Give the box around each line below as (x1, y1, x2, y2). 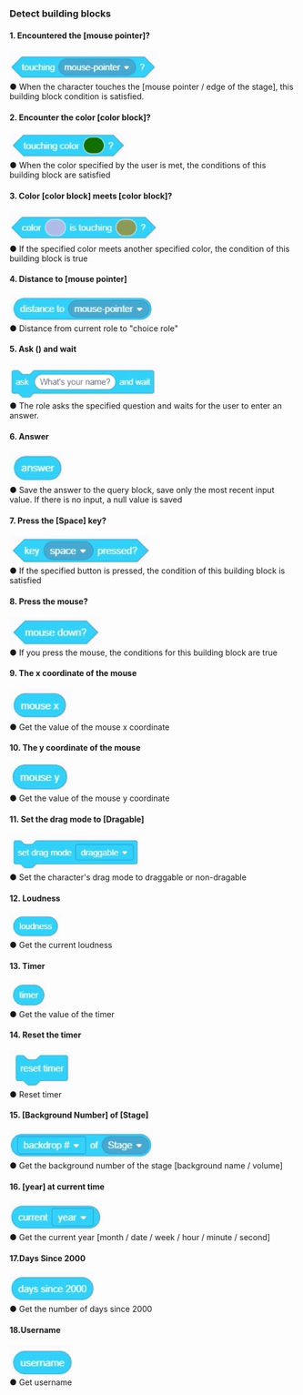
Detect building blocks (9, 7, 112, 20)
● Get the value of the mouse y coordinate (9, 793, 170, 804)
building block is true (9, 253, 88, 264)
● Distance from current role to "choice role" (9, 322, 179, 334)
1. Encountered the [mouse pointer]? (9, 30, 150, 41)
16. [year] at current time (9, 1181, 105, 1192)
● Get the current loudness (9, 940, 113, 951)
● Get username (9, 1377, 73, 1388)
